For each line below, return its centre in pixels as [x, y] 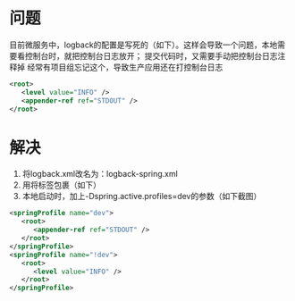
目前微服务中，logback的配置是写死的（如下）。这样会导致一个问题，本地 [143, 45]
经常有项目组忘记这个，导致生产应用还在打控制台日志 [125, 67]
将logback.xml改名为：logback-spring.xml [100, 174]
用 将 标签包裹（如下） [61, 185]
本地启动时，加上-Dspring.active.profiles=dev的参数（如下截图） [142, 196]
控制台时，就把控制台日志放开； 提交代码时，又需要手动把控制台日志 [151, 55]
